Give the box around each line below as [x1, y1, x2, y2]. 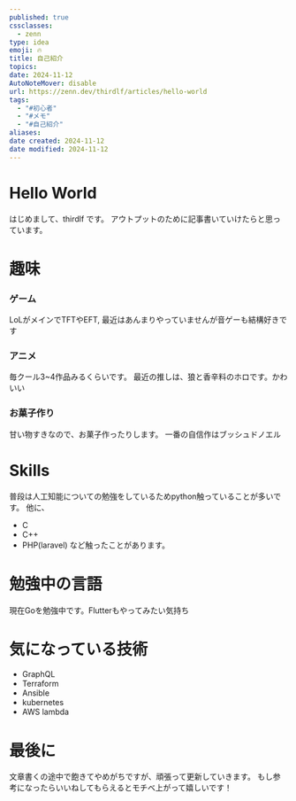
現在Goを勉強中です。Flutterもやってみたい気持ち [9, 604, 190, 616]
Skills [9, 460, 50, 480]
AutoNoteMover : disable [9, 79, 97, 88]
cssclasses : [9, 21, 53, 30]
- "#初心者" [17, 104, 57, 113]
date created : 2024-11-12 [9, 136, 104, 145]
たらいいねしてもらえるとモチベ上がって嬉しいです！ [39, 782, 232, 793]
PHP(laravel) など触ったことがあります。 [21, 540, 171, 550]
